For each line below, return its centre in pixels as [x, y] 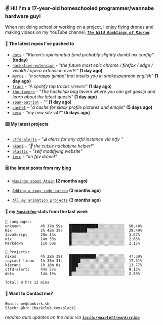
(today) [20, 60]
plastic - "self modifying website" [47, 151]
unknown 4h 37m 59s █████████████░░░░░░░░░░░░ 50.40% [74, 226]
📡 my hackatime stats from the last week [46, 211]
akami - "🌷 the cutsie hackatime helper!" [53, 146]
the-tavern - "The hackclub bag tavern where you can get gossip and [84, 92]
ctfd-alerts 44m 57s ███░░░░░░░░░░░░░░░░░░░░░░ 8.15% [73, 270]
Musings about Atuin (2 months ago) [50, 181]
